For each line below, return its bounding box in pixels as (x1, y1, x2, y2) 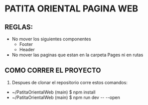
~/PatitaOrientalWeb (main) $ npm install (11, 89, 96, 95)
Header (19, 47, 35, 52)
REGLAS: (4, 23, 33, 31)
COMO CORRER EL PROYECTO (4, 66, 101, 75)
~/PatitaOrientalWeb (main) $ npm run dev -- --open (11, 94, 121, 100)
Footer (19, 41, 33, 47)
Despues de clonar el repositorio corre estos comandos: (11, 79, 128, 85)
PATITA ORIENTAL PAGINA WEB (4, 3, 139, 14)
